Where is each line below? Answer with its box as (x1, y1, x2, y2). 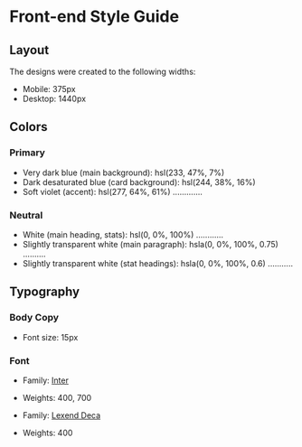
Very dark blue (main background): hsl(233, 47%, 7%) (22, 167, 225, 178)
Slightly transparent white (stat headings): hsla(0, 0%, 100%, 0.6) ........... (22, 257, 294, 268)
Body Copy (9, 312, 60, 324)
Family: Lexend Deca (22, 409, 101, 421)
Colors (9, 119, 48, 135)
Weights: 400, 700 (22, 392, 92, 403)
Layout (9, 42, 50, 58)
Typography (9, 284, 80, 300)
